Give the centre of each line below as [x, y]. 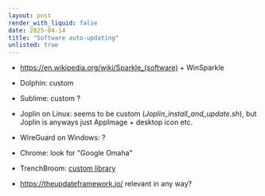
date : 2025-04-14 [37, 30]
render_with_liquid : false [53, 23]
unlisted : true [33, 45]
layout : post [30, 15]
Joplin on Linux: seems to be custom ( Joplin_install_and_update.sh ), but [138, 114]
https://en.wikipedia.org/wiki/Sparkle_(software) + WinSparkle [122, 67]
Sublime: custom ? [50, 98]
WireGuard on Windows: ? [62, 138]
